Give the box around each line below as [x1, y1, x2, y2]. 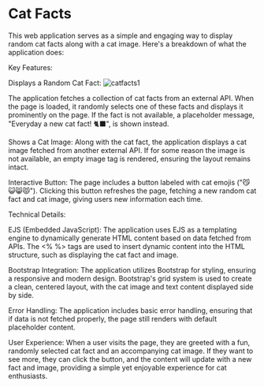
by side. [8, 290, 34, 300]
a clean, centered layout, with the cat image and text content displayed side [8, 281, 254, 292]
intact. [8, 162, 29, 172]
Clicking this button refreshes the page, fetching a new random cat [39, 186, 257, 195]
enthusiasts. [8, 371, 48, 381]
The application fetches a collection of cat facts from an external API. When [8, 93, 255, 102]
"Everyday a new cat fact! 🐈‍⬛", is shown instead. [8, 119, 169, 128]
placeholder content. [8, 322, 76, 332]
